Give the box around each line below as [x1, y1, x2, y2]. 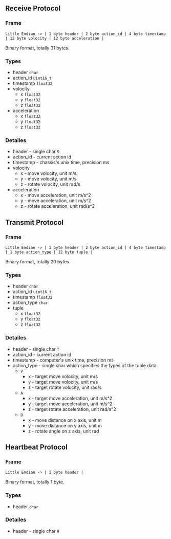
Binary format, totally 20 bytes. [5, 258, 71, 264]
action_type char [12, 299, 48, 306]
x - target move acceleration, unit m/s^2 [28, 395, 113, 401]
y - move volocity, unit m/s [20, 176, 77, 182]
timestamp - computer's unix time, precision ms [12, 357, 114, 363]
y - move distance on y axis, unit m [28, 422, 102, 428]
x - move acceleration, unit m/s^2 [20, 192, 91, 199]
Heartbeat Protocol [5, 442, 68, 452]
